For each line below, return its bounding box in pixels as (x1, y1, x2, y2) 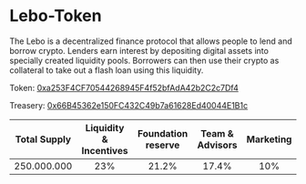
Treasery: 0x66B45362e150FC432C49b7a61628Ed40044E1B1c (9, 99, 249, 110)
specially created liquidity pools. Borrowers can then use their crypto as (9, 55, 280, 66)
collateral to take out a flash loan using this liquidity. (9, 65, 204, 76)
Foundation (137, 127, 189, 139)
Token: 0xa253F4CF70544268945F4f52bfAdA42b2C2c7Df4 (9, 82, 239, 93)
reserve (145, 138, 180, 151)
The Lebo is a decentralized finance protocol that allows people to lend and (9, 36, 293, 46)
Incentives (81, 144, 128, 157)
